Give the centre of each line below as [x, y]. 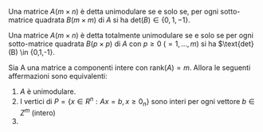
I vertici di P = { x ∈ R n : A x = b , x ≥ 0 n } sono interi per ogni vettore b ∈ [137, 102]
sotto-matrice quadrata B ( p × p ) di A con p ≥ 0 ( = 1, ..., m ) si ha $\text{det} [131, 44]
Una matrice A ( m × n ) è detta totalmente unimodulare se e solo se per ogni [131, 35]
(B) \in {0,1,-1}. [32, 52]
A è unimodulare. [48, 91]
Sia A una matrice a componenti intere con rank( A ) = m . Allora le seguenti [130, 68]
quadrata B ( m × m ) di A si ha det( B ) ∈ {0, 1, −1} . [112, 20]
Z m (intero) [37, 112]
